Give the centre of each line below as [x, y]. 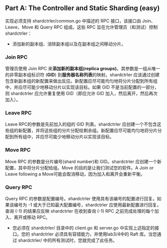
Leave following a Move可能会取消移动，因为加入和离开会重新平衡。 [75, 174]
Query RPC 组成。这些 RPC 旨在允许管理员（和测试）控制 [99, 27]
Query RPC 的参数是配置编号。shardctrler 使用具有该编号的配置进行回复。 [81, 198]
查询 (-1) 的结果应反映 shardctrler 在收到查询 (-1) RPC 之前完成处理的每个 [80, 211]
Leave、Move [19, 27]
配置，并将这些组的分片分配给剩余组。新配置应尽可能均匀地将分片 [90, 130]
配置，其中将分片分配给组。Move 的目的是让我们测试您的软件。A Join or [80, 168]
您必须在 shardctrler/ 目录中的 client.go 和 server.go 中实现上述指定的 [83, 228]
